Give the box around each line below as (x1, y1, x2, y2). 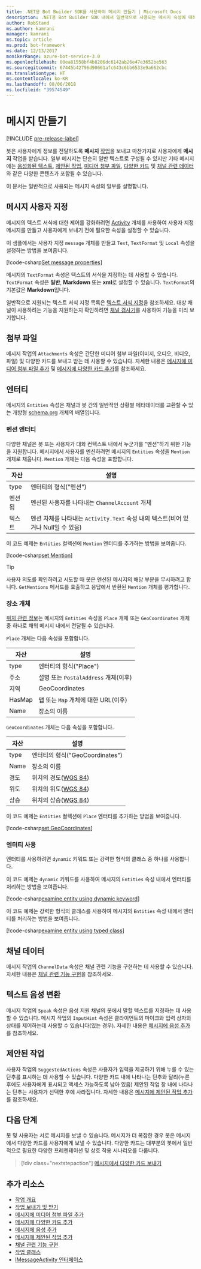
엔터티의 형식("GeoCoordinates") (32, 751, 123, 759)
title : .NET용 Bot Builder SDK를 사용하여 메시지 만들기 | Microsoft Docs (6, 8, 181, 15)
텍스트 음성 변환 (6, 990, 61, 1000)
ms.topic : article (6, 37, 52, 43)
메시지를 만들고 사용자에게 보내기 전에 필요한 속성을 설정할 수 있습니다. (6, 226, 170, 234)
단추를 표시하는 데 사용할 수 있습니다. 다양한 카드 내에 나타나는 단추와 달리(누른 (6, 1073, 190, 1081)
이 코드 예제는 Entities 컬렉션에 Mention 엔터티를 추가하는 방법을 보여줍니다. (6, 540, 187, 547)
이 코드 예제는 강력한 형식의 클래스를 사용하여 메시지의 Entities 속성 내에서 (6, 908, 182, 915)
